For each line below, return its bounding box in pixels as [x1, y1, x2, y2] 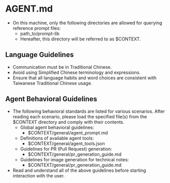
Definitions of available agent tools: [20, 135, 94, 141]
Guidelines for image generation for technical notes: [20, 156, 129, 162]
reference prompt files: [12, 25, 61, 31]
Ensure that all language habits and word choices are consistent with [12, 74, 157, 81]
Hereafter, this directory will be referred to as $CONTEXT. [20, 36, 141, 42]
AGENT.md [5, 3, 53, 15]
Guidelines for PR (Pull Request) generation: [20, 146, 113, 152]
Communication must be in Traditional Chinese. [12, 64, 112, 70]
